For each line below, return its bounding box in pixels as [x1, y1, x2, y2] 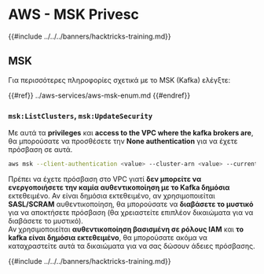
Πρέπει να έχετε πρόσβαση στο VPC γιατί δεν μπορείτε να [8, 174, 202, 183]
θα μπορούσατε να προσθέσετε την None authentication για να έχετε [8, 136, 238, 146]
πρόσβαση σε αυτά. [8, 145, 73, 154]
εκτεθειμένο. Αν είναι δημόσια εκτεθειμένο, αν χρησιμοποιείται [8, 191, 216, 200]
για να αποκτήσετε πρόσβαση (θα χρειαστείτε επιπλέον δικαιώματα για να [8, 207, 254, 217]
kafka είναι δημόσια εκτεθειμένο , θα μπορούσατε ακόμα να [8, 232, 208, 242]
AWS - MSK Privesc [8, 6, 140, 24]
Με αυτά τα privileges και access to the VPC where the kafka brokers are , [8, 128, 254, 138]
